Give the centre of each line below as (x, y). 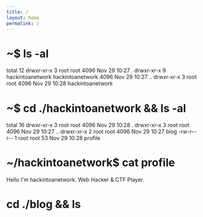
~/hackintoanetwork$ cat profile (91, 163)
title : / (17, 12)
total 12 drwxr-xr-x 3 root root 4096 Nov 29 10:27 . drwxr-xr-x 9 (86, 70)
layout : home (23, 18)
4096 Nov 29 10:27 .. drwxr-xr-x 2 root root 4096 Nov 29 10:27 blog (92, 131)
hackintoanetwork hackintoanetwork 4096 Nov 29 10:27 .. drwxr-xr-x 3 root (101, 77)
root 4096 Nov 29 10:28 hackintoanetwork (60, 84)
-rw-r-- (187, 131)
